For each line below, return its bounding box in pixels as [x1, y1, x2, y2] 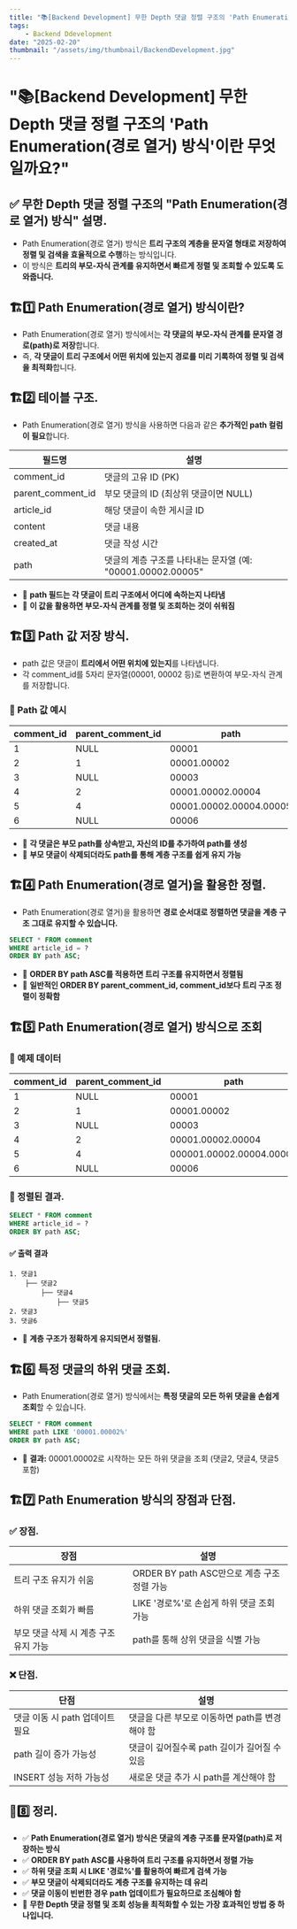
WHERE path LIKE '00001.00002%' [9, 1427, 128, 1436]
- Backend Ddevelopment [25, 29, 113, 38]
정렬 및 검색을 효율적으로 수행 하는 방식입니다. [21, 250, 177, 260]
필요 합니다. [30, 430, 70, 441]
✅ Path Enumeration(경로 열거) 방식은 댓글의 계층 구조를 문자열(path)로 [21, 1833, 274, 1843]
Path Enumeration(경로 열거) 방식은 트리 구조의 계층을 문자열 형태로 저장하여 [21, 238, 287, 249]
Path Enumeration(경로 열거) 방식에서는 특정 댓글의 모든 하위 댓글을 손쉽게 [21, 1390, 280, 1401]
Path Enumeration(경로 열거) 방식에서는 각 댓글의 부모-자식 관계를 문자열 [21, 328, 274, 339]
